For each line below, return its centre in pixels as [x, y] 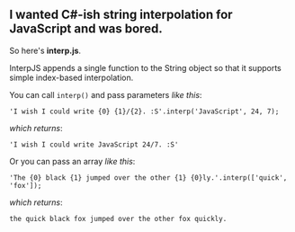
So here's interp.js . [45, 50]
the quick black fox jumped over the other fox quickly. [118, 219]
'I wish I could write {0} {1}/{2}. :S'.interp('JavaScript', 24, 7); [144, 112]
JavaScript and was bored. [86, 29]
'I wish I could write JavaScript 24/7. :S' [94, 144]
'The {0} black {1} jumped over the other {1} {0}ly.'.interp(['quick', [148, 178]
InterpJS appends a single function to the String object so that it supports [145, 67]
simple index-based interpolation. [72, 77]
